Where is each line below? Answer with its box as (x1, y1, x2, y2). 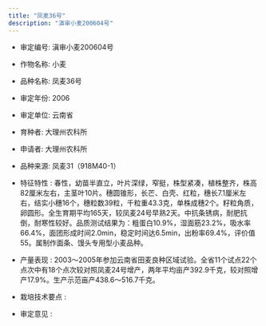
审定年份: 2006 (19, 93, 70, 102)
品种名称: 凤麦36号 (19, 76, 82, 85)
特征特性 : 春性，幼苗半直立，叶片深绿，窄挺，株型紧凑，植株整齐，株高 (19, 177, 257, 188)
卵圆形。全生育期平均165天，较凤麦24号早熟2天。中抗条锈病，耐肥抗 (19, 208, 248, 217)
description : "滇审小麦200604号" (8, 19, 113, 27)
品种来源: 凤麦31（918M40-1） (19, 161, 121, 170)
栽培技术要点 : (19, 292, 66, 301)
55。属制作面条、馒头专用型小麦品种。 (19, 237, 148, 248)
